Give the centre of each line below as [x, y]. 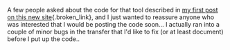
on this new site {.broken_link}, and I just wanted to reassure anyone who [111, 17]
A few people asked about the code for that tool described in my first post [113, 10]
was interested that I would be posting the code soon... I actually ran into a [114, 24]
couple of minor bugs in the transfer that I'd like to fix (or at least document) [115, 32]
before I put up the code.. [44, 39]
